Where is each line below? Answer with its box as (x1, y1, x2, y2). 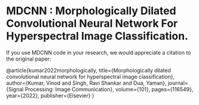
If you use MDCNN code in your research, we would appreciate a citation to (6, 49, 191, 56)
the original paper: (6, 55, 52, 62)
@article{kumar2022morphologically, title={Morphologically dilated (6, 66, 171, 74)
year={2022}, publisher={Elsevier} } (6, 92, 94, 99)
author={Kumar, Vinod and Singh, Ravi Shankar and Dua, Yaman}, (6, 79, 167, 87)
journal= (168, 79, 188, 87)
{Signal (6, 85, 24, 93)
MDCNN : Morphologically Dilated (6, 4, 176, 18)
